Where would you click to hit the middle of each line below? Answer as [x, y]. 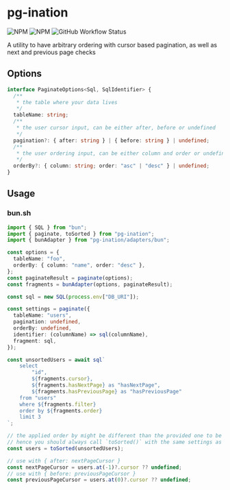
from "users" [38, 398]
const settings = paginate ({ [49, 309]
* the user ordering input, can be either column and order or [108, 153]
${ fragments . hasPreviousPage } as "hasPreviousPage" [107, 391]
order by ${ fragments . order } [61, 411]
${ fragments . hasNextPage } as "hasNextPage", [96, 385]
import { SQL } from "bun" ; [47, 228]
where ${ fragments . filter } [58, 404]
